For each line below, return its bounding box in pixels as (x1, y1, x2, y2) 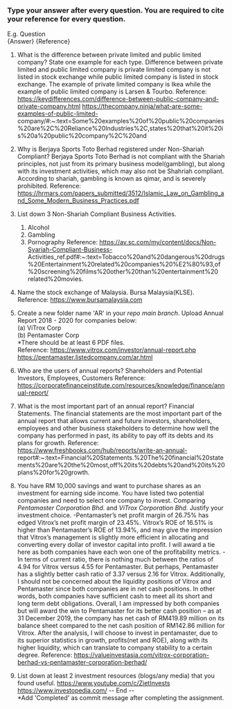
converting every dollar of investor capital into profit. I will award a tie (17, 541, 215, 549)
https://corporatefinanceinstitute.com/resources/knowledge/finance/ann (17, 382, 225, 390)
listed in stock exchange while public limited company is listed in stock (17, 73, 219, 81)
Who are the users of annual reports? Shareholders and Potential (17, 366, 203, 375)
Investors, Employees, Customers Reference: (17, 374, 146, 382)
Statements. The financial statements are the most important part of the (17, 409, 222, 418)
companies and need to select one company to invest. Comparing (17, 496, 206, 505)
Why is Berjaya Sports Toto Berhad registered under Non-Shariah (17, 145, 204, 154)
